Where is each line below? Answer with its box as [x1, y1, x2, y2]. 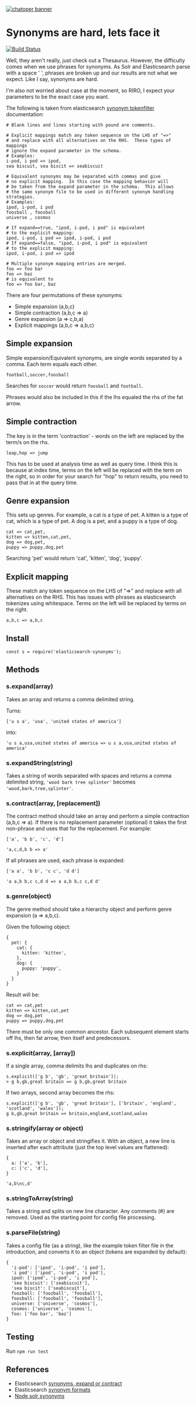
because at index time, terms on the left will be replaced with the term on [6, 467, 183, 474]
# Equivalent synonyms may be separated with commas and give [6, 173, 161, 179]
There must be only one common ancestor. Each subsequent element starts [6, 1028, 189, 1035]
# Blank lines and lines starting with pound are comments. [6, 122, 156, 128]
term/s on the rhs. [6, 438, 50, 445]
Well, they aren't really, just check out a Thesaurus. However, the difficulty [6, 56, 185, 64]
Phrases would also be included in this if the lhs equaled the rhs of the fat [6, 393, 183, 400]
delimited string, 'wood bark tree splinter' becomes [6, 778, 136, 785]
